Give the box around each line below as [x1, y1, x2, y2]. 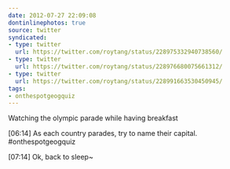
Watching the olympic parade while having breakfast [8, 113, 178, 123]
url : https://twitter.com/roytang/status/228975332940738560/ [15, 48, 223, 56]
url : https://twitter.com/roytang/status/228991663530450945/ [15, 77, 223, 85]
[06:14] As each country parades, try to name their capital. [8, 129, 198, 138]
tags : [8, 84, 26, 93]
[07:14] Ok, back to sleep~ [8, 152, 94, 162]
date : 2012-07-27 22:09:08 [8, 11, 97, 20]
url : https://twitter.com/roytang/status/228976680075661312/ [15, 63, 223, 71]
